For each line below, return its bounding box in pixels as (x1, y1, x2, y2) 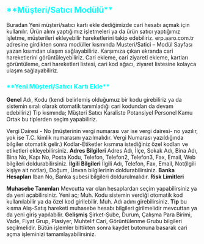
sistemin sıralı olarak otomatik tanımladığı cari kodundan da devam (6, 102, 174, 110)
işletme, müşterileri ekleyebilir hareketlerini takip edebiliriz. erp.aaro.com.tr (6, 34, 194, 42)
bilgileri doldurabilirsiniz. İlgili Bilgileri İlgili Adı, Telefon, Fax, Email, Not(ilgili (6, 160, 196, 167)
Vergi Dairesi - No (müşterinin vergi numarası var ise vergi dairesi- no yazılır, (6, 128, 199, 135)
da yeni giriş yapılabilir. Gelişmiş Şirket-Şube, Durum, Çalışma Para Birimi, (6, 211, 192, 218)
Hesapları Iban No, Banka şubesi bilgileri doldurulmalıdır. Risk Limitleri (6, 173, 184, 180)
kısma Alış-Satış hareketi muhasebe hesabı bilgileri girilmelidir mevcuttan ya (6, 205, 197, 212)
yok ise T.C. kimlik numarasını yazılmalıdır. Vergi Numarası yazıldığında (6, 134, 184, 142)
